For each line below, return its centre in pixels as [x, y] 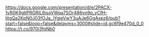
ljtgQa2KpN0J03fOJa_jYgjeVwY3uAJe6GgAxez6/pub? [63, 18]
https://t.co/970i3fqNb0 [30, 29]
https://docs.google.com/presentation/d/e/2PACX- [59, 7]
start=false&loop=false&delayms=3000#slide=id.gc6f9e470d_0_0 [74, 23]
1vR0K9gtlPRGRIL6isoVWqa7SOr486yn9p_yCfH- [56, 13]
